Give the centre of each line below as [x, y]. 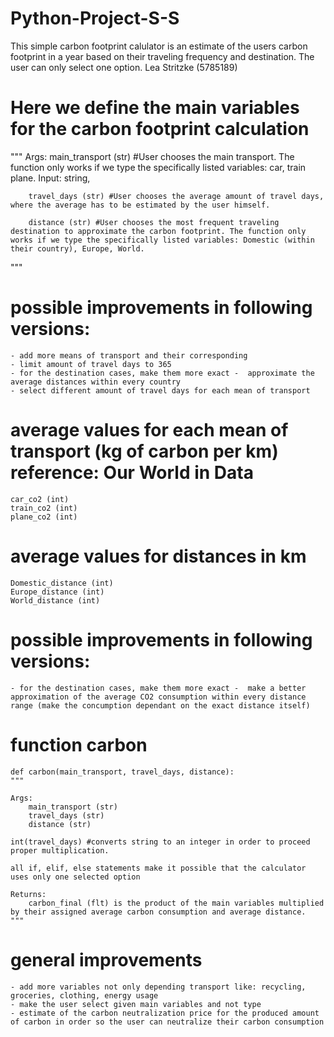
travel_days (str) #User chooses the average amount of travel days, [176, 196]
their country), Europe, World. [77, 248]
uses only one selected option [75, 877]
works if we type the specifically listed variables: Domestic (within [162, 240]
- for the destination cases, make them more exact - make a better [158, 688]
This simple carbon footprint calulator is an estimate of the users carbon [159, 46]
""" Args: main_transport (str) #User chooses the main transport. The [152, 156]
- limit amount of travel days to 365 [91, 364]
